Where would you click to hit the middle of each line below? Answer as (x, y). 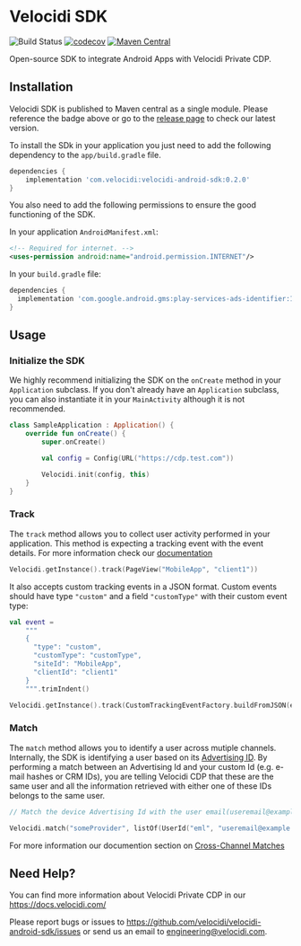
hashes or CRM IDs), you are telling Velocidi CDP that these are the (150, 776)
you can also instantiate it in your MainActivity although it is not (127, 399)
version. (24, 128)
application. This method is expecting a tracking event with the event (137, 543)
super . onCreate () (73, 442)
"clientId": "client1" (75, 672)
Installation (41, 87)
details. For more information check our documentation (111, 553)
